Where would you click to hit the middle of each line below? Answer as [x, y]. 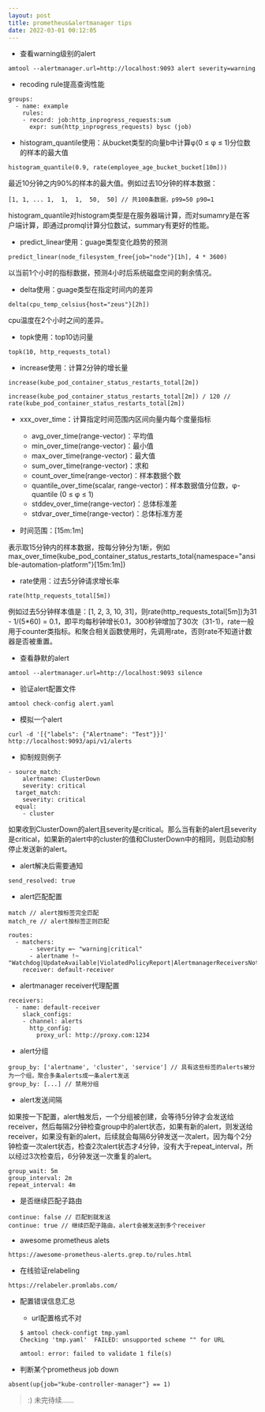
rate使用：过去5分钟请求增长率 [69, 581]
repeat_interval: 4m [42, 1185]
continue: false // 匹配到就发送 [60, 1217]
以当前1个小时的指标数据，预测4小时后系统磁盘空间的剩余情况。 [112, 273]
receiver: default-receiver [68, 970]
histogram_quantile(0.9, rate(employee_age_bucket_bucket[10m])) [118, 168]
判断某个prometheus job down [69, 1369]
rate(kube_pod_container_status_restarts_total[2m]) [97, 404]
